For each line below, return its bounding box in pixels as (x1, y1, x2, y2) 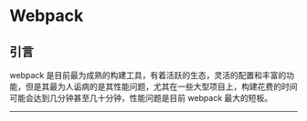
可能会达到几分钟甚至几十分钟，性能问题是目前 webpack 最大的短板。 (9, 93, 273, 103)
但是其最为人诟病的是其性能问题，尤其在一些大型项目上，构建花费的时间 (25, 81, 298, 92)
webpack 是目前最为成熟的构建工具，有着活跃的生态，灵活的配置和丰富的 (9, 70, 287, 80)
